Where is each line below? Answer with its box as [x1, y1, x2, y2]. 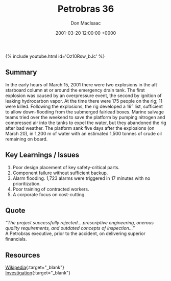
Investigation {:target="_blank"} [5, 270, 70, 276]
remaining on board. [5, 136, 48, 142]
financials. [5, 236, 27, 242]
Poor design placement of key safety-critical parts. [12, 164, 120, 170]
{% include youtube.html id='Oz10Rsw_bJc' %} [5, 53, 105, 59]
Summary [5, 68, 37, 77]
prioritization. [12, 180, 41, 186]
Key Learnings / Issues [5, 151, 80, 159]
